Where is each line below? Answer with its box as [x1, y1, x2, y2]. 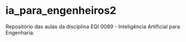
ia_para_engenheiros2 [5, 4, 117, 17]
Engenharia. [5, 29, 35, 36]
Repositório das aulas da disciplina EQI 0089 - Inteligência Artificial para [5, 23, 180, 30]
